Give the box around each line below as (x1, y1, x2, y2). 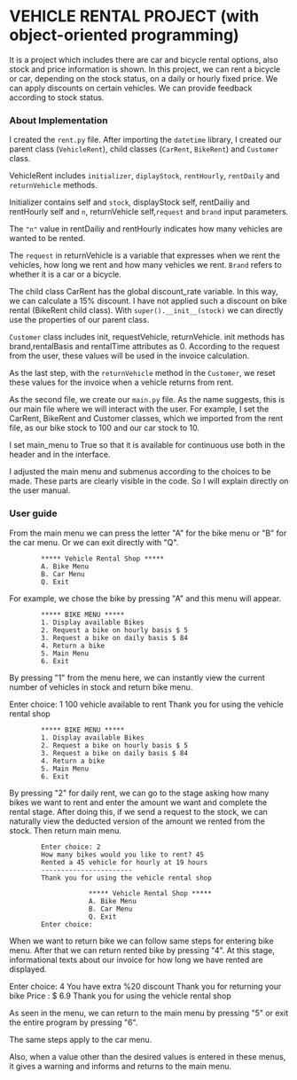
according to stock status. (9, 91, 105, 103)
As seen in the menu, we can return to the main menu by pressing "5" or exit (9, 1007, 289, 1018)
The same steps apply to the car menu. (9, 1034, 152, 1045)
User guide (9, 507, 58, 520)
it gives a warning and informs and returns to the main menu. (9, 1060, 232, 1071)
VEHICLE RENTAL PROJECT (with (9, 6, 260, 27)
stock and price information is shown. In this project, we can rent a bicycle (9, 64, 281, 74)
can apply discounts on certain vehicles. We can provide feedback (9, 82, 253, 93)
